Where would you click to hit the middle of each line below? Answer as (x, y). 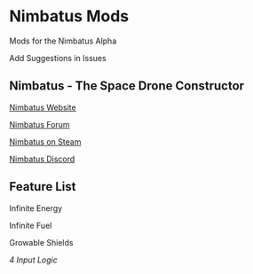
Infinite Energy (36, 208)
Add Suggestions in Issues (58, 58)
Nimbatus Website (43, 107)
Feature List (43, 187)
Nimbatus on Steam (45, 141)
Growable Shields (41, 242)
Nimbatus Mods (69, 16)
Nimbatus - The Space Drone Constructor (127, 86)
